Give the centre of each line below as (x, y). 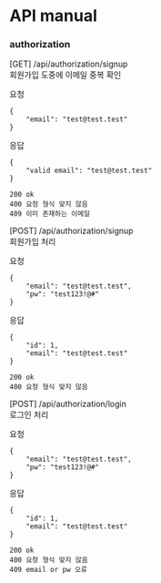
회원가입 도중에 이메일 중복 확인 (65, 75)
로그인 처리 (29, 414)
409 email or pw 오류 (49, 570)
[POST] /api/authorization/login (68, 404)
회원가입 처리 (33, 241)
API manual (54, 16)
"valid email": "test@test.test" (89, 171)
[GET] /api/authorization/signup (69, 64)
